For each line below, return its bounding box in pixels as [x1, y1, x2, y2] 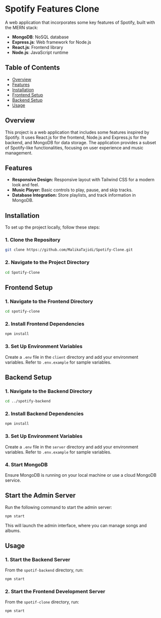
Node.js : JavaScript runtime [12, 50, 69, 55]
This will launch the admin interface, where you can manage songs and [5, 522, 147, 528]
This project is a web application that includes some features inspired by [5, 129, 149, 135]
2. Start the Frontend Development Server [5, 588, 105, 595]
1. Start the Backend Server [5, 556, 71, 563]
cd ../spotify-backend [5, 399, 51, 404]
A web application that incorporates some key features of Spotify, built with [5, 19, 156, 25]
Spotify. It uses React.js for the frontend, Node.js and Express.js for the [5, 134, 146, 140]
